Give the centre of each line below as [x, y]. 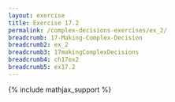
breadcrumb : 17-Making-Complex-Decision [76, 38]
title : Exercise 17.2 [44, 23]
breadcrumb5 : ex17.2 [42, 67]
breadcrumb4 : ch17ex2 [44, 60]
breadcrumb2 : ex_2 [38, 45]
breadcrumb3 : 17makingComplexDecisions [74, 52]
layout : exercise [37, 15]
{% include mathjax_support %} [60, 89]
